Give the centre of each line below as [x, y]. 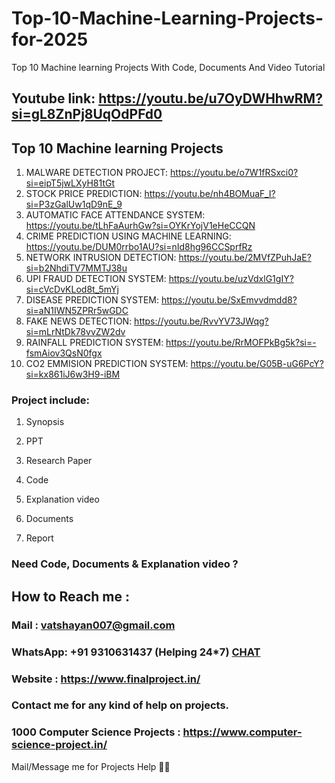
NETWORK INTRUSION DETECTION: [101, 258]
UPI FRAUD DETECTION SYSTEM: [96, 279]
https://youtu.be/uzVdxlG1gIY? [231, 279]
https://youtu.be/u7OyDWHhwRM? [210, 98]
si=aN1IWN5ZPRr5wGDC [77, 311]
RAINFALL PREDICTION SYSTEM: [94, 343]
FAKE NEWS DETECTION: [79, 321]
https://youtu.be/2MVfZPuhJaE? [245, 258]
